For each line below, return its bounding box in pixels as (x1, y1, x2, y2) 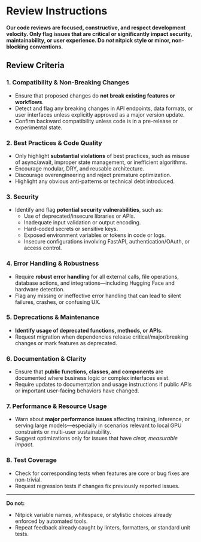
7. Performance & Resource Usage (6, 402, 108, 410)
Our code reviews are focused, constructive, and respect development (6, 24, 186, 31)
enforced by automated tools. (14, 517, 88, 525)
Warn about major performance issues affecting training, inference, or (14, 416, 190, 423)
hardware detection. (14, 285, 65, 293)
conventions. (29, 43, 63, 50)
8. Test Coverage (6, 456, 57, 464)
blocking (6, 43, 29, 50)
